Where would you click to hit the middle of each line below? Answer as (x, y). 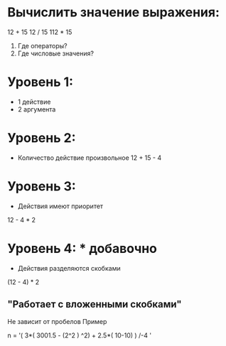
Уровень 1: (40, 82)
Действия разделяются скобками (69, 268)
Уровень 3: (42, 186)
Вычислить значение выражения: (114, 12)
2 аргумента (37, 109)
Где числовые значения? (56, 53)
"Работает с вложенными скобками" (95, 304)
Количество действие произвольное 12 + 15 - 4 (90, 158)
